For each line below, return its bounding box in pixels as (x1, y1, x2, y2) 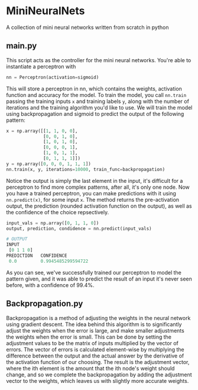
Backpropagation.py (6, 299, 83, 309)
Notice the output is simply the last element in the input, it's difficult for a (6, 177, 183, 184)
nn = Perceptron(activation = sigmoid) (6, 74, 99, 80)
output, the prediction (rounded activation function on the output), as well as (6, 202, 192, 209)
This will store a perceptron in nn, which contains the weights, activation (6, 85, 182, 92)
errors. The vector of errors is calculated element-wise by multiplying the (6, 346, 184, 353)
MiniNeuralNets (6, 4, 85, 18)
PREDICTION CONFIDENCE (6, 253, 67, 259)
